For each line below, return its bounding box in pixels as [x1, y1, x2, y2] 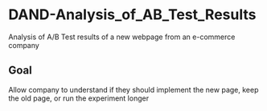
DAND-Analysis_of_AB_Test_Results [8, 6, 257, 24]
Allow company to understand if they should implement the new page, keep [8, 85, 259, 94]
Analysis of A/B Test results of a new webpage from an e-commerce [8, 32, 236, 42]
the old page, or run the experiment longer [8, 93, 150, 103]
